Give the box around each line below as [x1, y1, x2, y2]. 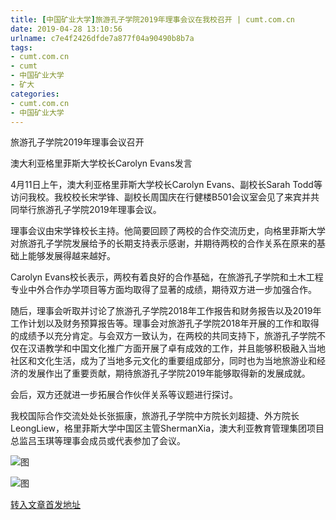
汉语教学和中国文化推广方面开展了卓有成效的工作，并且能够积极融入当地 [27, 342, 326, 355]
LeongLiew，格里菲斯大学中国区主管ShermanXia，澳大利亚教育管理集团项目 [10, 422, 325, 435]
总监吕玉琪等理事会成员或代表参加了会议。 [10, 435, 186, 447]
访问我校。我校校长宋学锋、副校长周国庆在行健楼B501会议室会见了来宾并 [10, 191, 311, 203]
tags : [10, 42, 33, 53]
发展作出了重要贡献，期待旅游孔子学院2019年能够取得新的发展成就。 [27, 367, 311, 380]
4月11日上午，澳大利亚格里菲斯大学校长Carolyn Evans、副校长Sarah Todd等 [10, 179, 323, 191]
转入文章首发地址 [10, 499, 81, 511]
